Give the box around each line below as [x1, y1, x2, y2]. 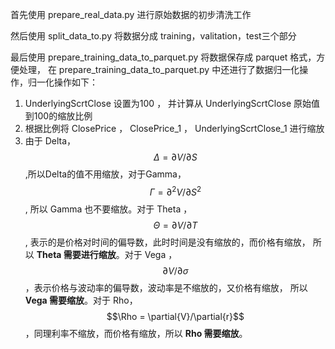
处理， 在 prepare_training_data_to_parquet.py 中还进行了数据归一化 [18, 64, 300, 75]
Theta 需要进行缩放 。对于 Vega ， [36, 248, 178, 260]
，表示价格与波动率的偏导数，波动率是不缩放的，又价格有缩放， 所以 [24, 281, 308, 293]
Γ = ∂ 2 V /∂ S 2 [149, 184, 202, 198]
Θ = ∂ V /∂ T [153, 219, 198, 231]
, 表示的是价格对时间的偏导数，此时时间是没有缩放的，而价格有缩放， [24, 236, 311, 248]
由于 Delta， [24, 135, 77, 147]
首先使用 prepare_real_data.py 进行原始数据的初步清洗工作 [10, 9, 252, 20]
